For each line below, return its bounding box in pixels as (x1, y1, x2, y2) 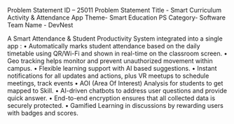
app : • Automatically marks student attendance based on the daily (7, 42, 201, 50)
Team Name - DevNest (7, 21, 74, 29)
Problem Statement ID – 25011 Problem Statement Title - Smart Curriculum (7, 6, 222, 14)
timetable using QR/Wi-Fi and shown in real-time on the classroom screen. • (7, 49, 228, 57)
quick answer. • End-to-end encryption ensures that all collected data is (7, 94, 216, 102)
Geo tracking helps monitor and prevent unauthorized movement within (7, 57, 213, 65)
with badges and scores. (7, 109, 78, 117)
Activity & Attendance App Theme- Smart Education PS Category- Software (7, 13, 226, 22)
